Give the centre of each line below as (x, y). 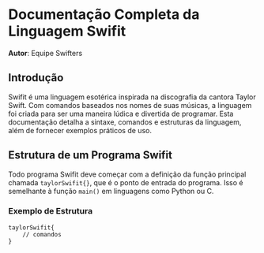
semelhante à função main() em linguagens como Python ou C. (111, 191)
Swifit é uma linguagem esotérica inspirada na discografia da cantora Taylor (132, 97)
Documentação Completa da (104, 15)
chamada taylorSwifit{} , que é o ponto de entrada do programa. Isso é (126, 182)
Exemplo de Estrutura (51, 211)
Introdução (36, 78)
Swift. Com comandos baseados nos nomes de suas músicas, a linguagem (130, 105)
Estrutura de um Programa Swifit (90, 155)
